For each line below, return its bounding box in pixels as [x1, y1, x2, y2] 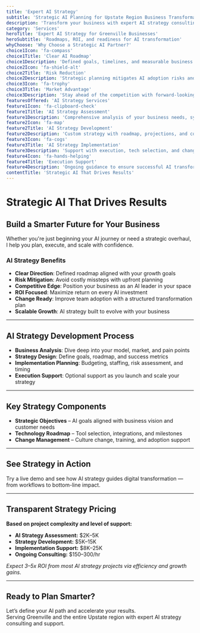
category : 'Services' [6, 25, 60, 32]
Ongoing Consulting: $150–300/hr [14, 551, 101, 558]
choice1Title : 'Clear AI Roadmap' [6, 53, 92, 59]
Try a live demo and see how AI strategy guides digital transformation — [6, 475, 183, 482]
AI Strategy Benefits [6, 256, 66, 265]
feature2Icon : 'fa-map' [6, 120, 65, 126]
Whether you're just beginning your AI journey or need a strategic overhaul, [6, 235, 192, 242]
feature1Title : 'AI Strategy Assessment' [6, 109, 111, 115]
